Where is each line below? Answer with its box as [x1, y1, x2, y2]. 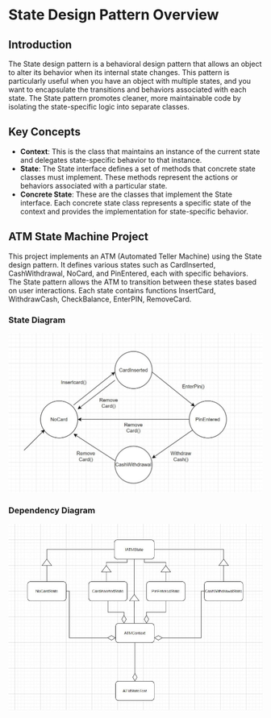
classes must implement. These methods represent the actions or [19, 172, 239, 182]
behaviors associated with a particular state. [19, 181, 168, 190]
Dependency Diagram [8, 505, 96, 517]
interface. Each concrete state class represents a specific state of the [19, 197, 252, 207]
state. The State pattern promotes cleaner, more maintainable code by [8, 93, 242, 102]
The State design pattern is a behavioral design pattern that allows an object [8, 59, 262, 68]
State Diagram [8, 314, 66, 326]
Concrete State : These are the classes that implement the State [19, 189, 232, 199]
